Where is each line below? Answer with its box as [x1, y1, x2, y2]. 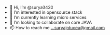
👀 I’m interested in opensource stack [9, 9, 82, 15]
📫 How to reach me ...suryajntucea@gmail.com [9, 25, 105, 30]
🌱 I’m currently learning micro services [9, 15, 87, 20]
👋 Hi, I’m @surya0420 [9, 5, 54, 10]
